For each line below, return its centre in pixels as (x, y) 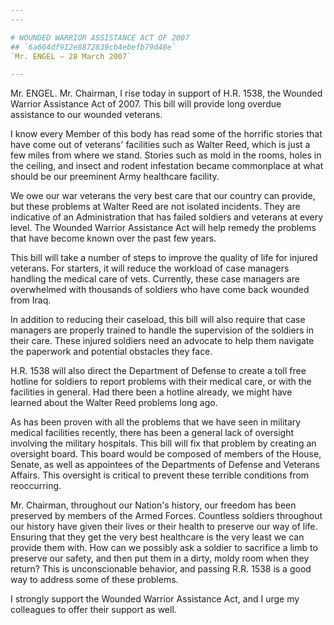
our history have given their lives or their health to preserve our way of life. (164, 527)
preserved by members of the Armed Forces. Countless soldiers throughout (166, 516)
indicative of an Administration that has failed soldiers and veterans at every (167, 217)
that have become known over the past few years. (113, 238)
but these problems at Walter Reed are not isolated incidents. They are (155, 207)
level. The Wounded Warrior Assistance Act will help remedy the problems (163, 228)
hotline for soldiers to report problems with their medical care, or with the (161, 382)
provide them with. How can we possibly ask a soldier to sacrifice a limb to (164, 548)
